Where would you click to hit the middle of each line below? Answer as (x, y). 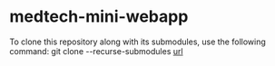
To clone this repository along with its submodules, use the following (137, 42)
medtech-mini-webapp (99, 17)
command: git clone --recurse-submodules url (96, 51)
